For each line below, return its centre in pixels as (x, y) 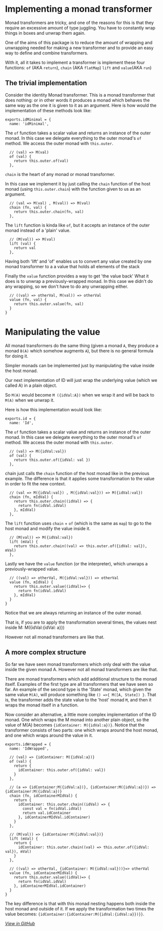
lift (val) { (23, 244)
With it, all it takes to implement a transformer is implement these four (75, 62)
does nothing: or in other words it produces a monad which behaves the (78, 100)
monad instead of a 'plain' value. (38, 230)
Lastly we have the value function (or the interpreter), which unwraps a (76, 564)
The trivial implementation (46, 83)
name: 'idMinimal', (29, 124)
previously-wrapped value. (32, 569)
